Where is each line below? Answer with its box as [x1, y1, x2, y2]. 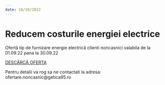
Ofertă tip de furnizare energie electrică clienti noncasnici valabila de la [5, 45, 151, 51]
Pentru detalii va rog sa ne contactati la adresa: [5, 69, 102, 75]
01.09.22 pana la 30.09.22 [5, 50, 58, 56]
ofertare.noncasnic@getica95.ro [5, 74, 71, 80]
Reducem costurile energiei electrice [5, 28, 160, 39]
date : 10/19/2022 [5, 7, 41, 12]
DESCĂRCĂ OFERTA [5, 59, 47, 65]
